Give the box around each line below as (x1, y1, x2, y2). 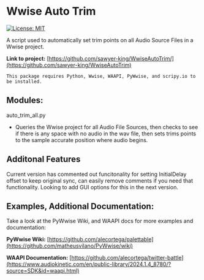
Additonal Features (6, 154, 81, 165)
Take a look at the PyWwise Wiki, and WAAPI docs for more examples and (6, 218, 194, 225)
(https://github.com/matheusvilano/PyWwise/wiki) (6, 242, 134, 249)
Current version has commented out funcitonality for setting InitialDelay (6, 170, 187, 178)
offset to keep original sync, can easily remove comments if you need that (6, 176, 194, 184)
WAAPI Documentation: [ (6, 254, 72, 262)
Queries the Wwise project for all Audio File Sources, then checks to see (15, 123, 198, 131)
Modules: (6, 95, 43, 105)
